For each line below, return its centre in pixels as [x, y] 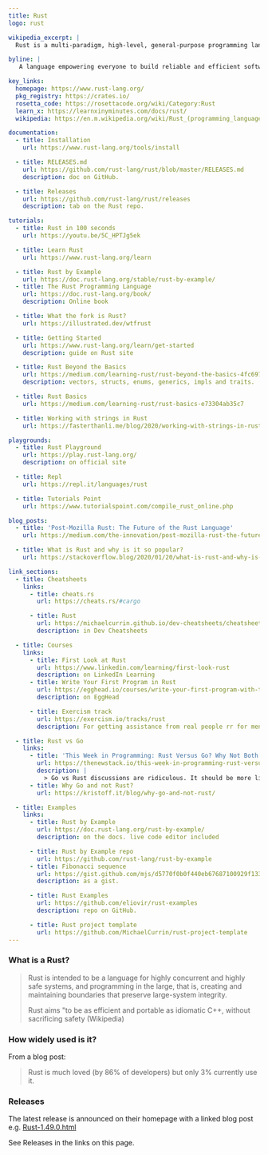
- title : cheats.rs [61, 594]
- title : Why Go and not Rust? [81, 785]
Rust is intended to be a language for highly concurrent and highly [136, 978]
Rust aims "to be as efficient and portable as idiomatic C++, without [139, 1010]
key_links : [26, 82]
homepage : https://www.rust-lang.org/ [80, 89]
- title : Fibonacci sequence [78, 866]
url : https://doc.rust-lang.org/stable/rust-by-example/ [119, 279]
